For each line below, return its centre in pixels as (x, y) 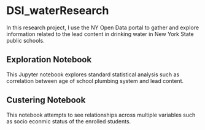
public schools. (25, 40)
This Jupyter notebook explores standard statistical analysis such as (93, 74)
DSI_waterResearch (58, 11)
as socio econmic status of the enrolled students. (69, 121)
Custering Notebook (46, 100)
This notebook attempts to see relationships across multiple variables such (101, 115)
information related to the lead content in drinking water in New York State (100, 34)
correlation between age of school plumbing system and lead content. (95, 81)
